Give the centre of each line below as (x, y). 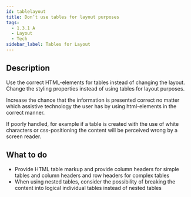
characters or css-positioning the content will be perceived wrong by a (92, 130)
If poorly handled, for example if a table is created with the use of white (93, 123)
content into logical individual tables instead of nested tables (88, 188)
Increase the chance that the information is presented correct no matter (93, 100)
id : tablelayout (26, 11)
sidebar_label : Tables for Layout (48, 45)
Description (28, 68)
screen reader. (24, 136)
